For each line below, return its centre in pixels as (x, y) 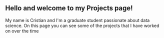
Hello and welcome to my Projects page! (69, 8)
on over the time (22, 31)
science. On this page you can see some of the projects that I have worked (82, 25)
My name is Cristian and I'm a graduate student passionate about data (77, 20)
